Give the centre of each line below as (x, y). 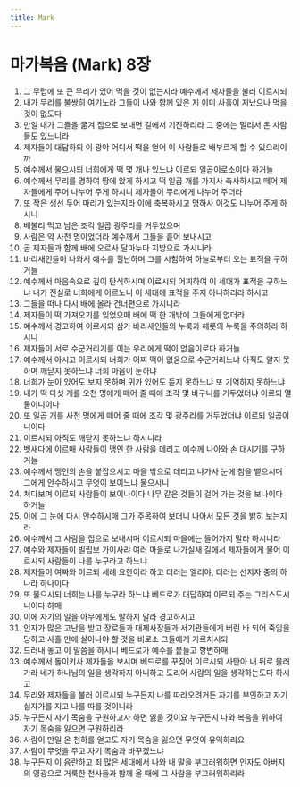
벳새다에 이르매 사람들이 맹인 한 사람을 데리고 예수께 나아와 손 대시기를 (146, 449)
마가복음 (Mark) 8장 (80, 64)
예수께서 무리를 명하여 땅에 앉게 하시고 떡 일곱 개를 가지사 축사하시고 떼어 (150, 181)
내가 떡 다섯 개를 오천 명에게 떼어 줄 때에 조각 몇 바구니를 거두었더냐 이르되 (153, 393)
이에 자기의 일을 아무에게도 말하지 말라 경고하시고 (109, 616)
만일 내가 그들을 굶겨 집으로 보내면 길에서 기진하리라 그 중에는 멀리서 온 (147, 124)
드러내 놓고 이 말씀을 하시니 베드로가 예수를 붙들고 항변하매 (125, 650)
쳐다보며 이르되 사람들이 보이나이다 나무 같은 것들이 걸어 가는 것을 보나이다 (153, 494)
